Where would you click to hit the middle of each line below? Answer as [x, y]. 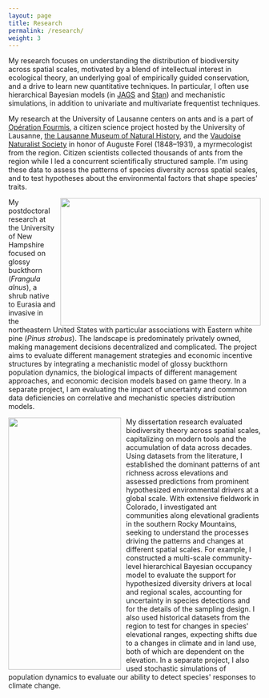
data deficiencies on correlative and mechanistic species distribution [122, 398]
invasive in [26, 313]
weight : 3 [25, 38]
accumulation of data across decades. [189, 447]
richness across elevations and [177, 473]
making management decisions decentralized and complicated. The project [133, 347]
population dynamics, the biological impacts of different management [123, 372]
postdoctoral [29, 211]
